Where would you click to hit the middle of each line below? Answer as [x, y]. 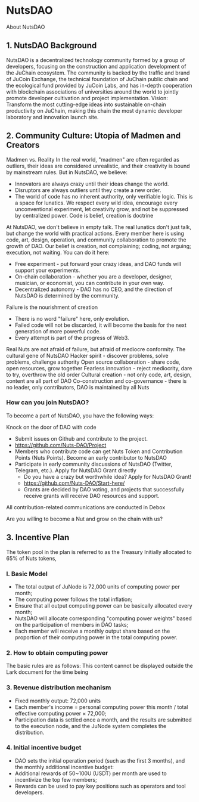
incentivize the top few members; [56, 779]
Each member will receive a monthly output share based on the [92, 631]
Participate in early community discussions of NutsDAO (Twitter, [94, 464]
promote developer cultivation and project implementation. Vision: [87, 98]
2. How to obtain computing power [57, 652]
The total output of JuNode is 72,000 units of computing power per [97, 586]
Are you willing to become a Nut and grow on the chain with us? [84, 519]
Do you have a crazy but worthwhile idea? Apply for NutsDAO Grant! [108, 476]
